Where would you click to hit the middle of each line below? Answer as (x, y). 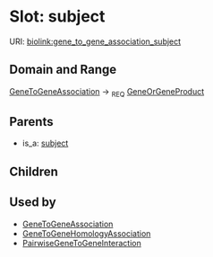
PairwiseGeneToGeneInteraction (81, 243)
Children (34, 171)
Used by (33, 203)
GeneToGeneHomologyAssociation (86, 233)
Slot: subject (57, 17)
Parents (31, 122)
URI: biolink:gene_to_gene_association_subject (95, 41)
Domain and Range (63, 70)
